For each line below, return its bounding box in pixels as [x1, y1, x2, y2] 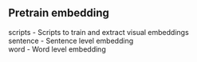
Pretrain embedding [8, 6, 109, 20]
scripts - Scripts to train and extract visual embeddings [8, 27, 189, 37]
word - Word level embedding [8, 44, 106, 54]
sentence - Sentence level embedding [8, 36, 134, 45]
